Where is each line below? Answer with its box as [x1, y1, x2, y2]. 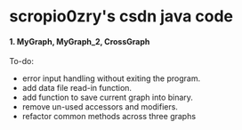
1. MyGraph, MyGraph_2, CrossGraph [9, 36, 150, 46]
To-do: [9, 56, 34, 67]
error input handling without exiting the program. [21, 73, 201, 84]
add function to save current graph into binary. [21, 92, 194, 103]
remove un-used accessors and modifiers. [21, 102, 178, 112]
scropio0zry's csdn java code [9, 6, 234, 27]
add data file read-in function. [21, 83, 132, 93]
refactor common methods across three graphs [21, 111, 197, 122]
